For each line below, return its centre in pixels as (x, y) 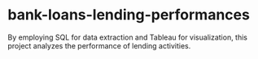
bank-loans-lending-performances (129, 15)
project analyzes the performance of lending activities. (99, 45)
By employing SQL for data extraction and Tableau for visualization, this (128, 37)
